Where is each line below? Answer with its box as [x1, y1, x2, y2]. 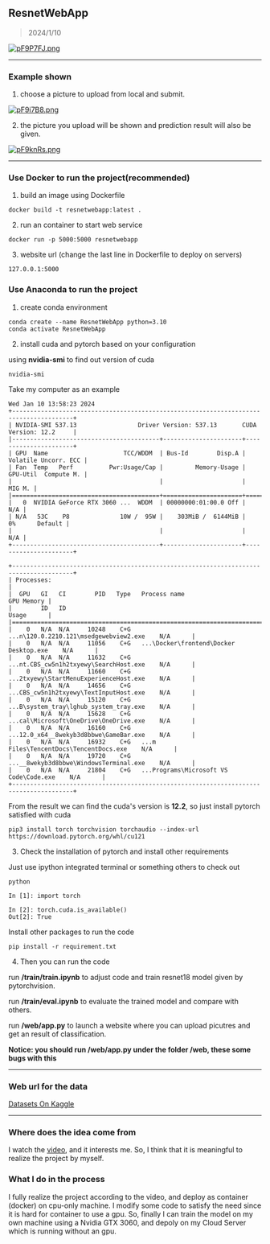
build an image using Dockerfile [19, 191, 125, 200]
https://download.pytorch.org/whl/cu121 [8, 832, 146, 840]
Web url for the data [8, 1081, 88, 1092]
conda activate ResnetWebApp [8, 325, 106, 333]
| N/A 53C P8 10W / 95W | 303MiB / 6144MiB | [8, 513, 247, 521]
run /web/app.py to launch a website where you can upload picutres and [8, 1020, 251, 1030]
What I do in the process [8, 1174, 105, 1185]
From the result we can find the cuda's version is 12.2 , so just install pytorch [8, 801, 261, 811]
